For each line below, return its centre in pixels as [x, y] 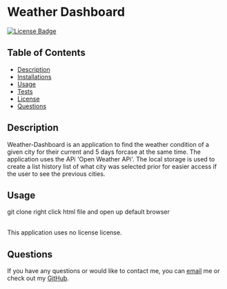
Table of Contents [47, 53]
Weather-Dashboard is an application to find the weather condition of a [108, 144]
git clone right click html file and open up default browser [89, 212]
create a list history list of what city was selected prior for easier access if [112, 166]
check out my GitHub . [38, 278]
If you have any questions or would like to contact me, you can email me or [113, 271]
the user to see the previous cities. [56, 174]
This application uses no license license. [65, 232]
